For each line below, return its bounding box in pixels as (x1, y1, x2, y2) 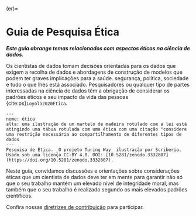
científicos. (6, 192, 33, 199)
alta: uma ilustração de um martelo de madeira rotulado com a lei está (6, 121, 187, 127)
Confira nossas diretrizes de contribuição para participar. (6, 203, 145, 210)
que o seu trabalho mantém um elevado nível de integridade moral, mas (6, 180, 179, 187)
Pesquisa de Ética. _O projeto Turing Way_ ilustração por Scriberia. (6, 146, 182, 153)
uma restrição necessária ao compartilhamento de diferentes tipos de (6, 131, 182, 137)
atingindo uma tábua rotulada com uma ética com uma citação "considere (6, 126, 187, 132)
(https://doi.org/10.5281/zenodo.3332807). (6, 157, 114, 163)
